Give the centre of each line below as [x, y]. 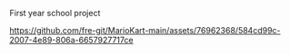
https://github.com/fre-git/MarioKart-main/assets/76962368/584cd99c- [145, 30]
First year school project [55, 13]
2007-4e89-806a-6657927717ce [71, 40]
